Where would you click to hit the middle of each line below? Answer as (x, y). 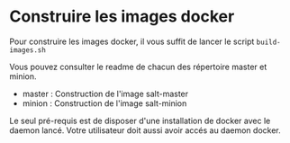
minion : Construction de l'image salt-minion (104, 103)
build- (268, 42)
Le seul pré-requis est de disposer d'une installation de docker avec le (140, 121)
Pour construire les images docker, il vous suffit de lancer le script (132, 41)
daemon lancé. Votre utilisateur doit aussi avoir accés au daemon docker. (145, 130)
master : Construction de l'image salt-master (105, 94)
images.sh (28, 50)
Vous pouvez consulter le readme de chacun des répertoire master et (138, 67)
